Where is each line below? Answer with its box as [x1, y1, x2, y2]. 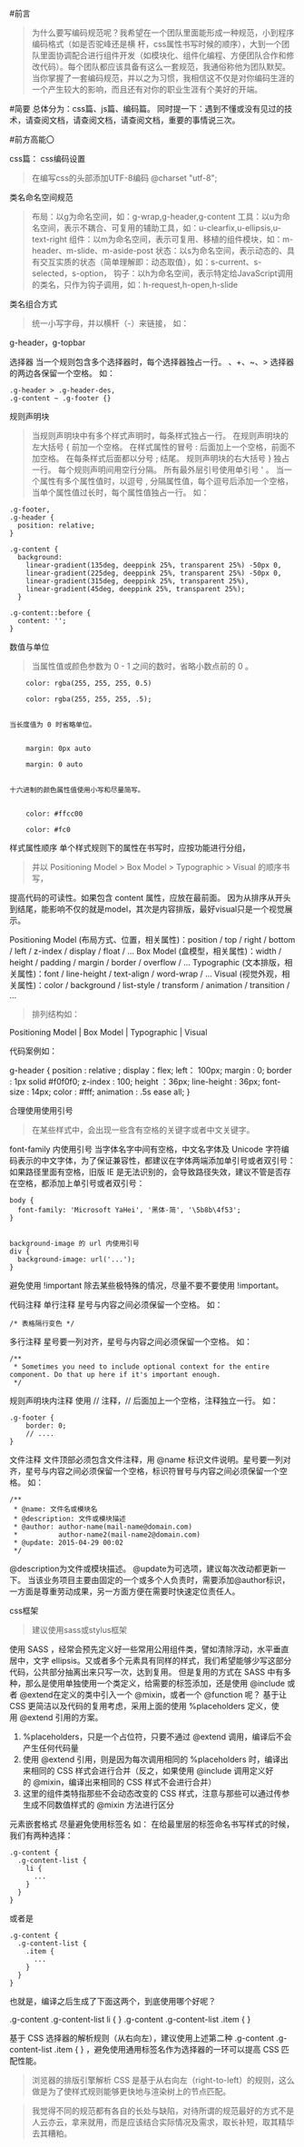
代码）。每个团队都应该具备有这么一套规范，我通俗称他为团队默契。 [39, 62, 290, 72]
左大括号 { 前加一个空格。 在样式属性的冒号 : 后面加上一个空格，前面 [31, 441, 288, 452]
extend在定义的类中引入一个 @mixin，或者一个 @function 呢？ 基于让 [26, 1689, 288, 1700]
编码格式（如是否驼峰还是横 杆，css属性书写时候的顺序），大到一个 [31, 39, 282, 49]
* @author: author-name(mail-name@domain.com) [13, 1522, 193, 1531]
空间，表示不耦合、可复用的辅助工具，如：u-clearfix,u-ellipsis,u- [39, 223, 281, 233]
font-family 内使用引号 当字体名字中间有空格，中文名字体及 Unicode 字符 [9, 1143, 281, 1154]
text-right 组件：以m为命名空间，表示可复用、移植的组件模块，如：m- [31, 234, 293, 244]
